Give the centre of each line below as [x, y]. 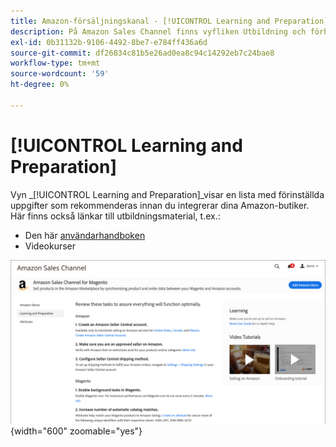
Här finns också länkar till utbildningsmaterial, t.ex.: [115, 216]
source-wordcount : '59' [60, 74]
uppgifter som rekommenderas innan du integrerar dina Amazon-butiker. [160, 205]
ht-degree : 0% [40, 85]
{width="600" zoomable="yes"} [76, 431]
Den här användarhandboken [85, 235]
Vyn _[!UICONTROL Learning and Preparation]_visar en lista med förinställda [167, 194]
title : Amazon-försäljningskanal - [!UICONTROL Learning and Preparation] [169, 21]
